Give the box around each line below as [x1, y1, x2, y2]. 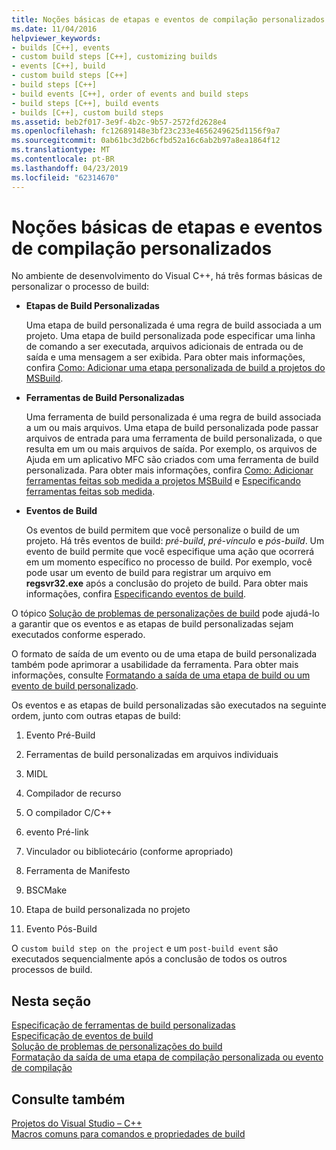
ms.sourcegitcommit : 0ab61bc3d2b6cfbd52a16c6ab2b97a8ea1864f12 [11, 136, 281, 146]
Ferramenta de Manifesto [25, 865, 131, 877]
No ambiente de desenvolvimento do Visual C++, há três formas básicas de [11, 270, 323, 282]
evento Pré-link [25, 826, 89, 838]
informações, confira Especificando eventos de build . [25, 588, 247, 600]
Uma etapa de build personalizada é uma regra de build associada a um [25, 319, 323, 331]
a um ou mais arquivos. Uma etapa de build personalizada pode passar [25, 422, 319, 434]
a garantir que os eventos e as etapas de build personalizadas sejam [11, 618, 294, 630]
